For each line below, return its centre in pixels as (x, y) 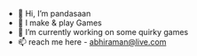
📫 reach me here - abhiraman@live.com (92, 42)
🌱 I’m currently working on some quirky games (103, 32)
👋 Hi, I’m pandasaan (54, 14)
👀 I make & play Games (59, 23)
